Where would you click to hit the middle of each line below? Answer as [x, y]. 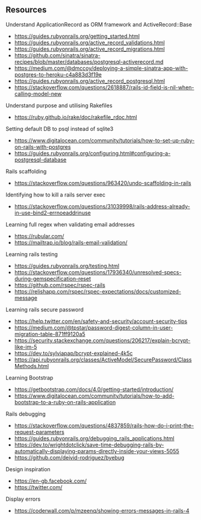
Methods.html [32, 366]
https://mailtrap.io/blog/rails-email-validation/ [71, 242]
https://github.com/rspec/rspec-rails [60, 285]
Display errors [23, 499]
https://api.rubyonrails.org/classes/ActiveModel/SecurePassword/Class [103, 359]
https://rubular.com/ [39, 236]
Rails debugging [26, 414]
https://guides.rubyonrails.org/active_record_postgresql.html [90, 81]
